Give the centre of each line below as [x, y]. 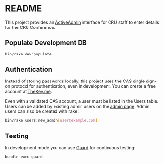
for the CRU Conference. [30, 27]
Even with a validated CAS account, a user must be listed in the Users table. [82, 101]
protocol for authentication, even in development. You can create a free [84, 86]
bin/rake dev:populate [28, 54]
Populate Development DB [46, 43]
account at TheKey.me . [28, 92]
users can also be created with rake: [42, 111]
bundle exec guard [24, 157]
